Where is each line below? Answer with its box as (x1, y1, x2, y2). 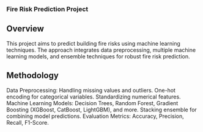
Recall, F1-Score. (6, 119, 49, 126)
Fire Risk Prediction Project (6, 5, 89, 13)
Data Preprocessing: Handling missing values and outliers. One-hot (6, 86, 176, 94)
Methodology (6, 71, 59, 81)
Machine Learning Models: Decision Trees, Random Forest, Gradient (6, 99, 179, 106)
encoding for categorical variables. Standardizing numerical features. (6, 93, 182, 100)
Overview (6, 24, 45, 34)
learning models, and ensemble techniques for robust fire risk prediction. (6, 52, 190, 60)
